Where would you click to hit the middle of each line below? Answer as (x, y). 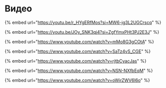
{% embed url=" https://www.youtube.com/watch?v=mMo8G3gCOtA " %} (80, 42)
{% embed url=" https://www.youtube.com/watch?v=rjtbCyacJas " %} (76, 61)
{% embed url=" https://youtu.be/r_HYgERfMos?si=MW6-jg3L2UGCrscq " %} (83, 22)
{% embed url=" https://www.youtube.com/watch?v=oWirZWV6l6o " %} (77, 80)
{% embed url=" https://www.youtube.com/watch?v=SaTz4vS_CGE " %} (78, 51)
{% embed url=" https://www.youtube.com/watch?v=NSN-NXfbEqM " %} (79, 71)
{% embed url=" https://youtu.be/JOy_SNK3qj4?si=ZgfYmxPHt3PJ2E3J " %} (82, 32)
